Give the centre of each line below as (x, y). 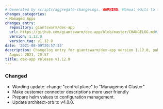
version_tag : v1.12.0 (31, 41)
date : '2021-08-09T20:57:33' (34, 46)
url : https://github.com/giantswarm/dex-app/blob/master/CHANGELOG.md (82, 32)
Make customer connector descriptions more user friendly (70, 92)
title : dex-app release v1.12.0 (38, 59)
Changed (16, 76)
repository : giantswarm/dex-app (42, 28)
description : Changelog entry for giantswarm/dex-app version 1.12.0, (78, 50)
